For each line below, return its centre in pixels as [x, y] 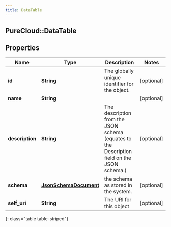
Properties [22, 48]
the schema [118, 179]
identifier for [119, 84]
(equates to [118, 138]
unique [112, 77]
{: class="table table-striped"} [37, 219]
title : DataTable [24, 10]
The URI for [118, 199]
